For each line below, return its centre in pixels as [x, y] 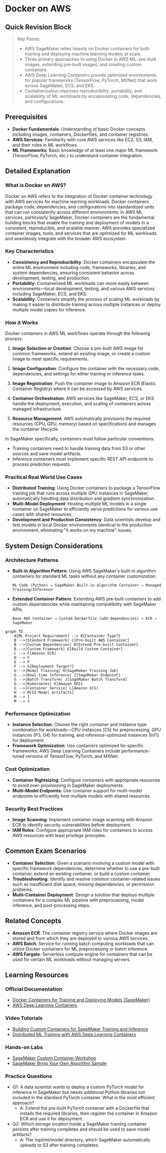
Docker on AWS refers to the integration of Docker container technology [79, 196]
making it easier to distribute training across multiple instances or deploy [86, 304]
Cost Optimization [28, 769]
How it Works [22, 322]
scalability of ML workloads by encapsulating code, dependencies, [93, 96]
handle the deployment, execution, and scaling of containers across [82, 404]
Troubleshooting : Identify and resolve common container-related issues [86, 879]
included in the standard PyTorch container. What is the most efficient [83, 1098]
